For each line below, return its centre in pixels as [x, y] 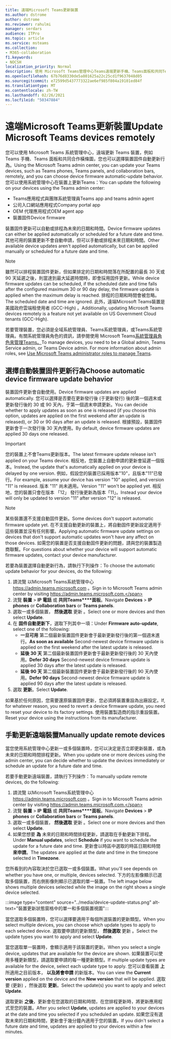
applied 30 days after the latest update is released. [74, 665]
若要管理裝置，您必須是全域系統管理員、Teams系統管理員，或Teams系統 [82, 330]
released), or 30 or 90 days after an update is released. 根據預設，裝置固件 [84, 422]
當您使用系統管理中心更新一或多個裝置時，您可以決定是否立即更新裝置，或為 [85, 748]
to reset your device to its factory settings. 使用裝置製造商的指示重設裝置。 [84, 712]
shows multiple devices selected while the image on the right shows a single [85, 887]
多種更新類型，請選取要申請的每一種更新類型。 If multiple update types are [87, 960]
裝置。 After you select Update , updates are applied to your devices [93, 1007]
